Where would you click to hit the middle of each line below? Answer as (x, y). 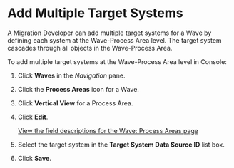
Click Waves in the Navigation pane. (71, 75)
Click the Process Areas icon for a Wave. (78, 89)
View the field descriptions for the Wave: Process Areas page (108, 130)
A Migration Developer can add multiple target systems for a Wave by (110, 33)
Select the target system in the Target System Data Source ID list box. (121, 145)
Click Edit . (33, 117)
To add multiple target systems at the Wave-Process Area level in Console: (117, 61)
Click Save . (35, 158)
